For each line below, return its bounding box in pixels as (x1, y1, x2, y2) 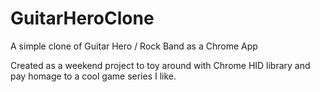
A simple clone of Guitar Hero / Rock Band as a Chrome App (10, 40, 258, 52)
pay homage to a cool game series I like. (10, 70, 177, 82)
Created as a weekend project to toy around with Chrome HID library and (10, 59, 311, 71)
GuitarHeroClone (10, 7, 155, 30)
